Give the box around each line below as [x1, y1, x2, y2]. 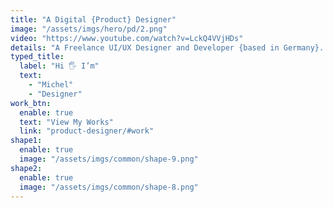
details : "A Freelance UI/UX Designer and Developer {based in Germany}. [10, 42, 325, 53]
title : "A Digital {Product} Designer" [10, 14, 177, 25]
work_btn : [10, 98, 52, 108]
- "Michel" [28, 80, 74, 90]
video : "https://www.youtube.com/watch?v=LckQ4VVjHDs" [10, 33, 244, 43]
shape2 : [10, 163, 43, 173]
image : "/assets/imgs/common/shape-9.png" [19, 154, 199, 164]
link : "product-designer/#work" [19, 126, 155, 136]
